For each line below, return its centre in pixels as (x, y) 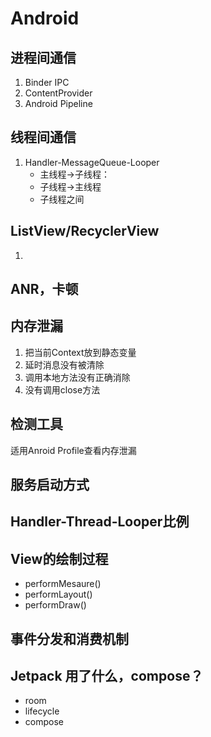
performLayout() (58, 594)
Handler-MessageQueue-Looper (92, 162)
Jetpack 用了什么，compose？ (107, 676)
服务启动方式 (50, 485)
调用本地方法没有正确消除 (77, 377)
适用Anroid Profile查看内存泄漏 (73, 450)
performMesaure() (63, 584)
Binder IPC (47, 82)
